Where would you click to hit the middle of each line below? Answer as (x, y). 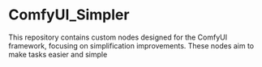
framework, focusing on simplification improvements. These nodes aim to (131, 45)
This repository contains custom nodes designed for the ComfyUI (118, 37)
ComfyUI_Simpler (69, 15)
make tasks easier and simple (58, 54)
